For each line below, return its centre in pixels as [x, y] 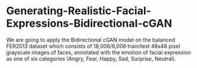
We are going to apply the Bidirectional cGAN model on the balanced [91, 40]
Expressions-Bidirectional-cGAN [89, 23]
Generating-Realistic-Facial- [79, 11]
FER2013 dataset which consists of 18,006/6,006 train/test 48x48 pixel [93, 46]
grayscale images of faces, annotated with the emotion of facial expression [99, 52]
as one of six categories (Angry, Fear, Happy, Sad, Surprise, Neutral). [91, 59]
